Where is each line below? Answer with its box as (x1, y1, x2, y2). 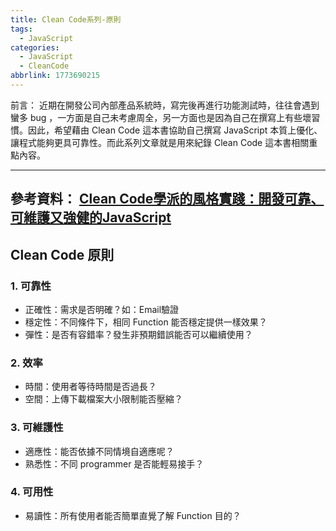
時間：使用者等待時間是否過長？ (24, 381, 157, 393)
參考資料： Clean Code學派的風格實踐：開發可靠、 (10, 191, 325, 208)
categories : (10, 42, 60, 53)
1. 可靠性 (10, 279, 52, 293)
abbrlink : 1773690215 (10, 71, 101, 81)
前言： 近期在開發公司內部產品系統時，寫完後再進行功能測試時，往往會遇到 (10, 99, 320, 111)
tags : (10, 24, 33, 34)
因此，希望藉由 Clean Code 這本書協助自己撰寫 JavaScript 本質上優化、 (27, 124, 323, 136)
